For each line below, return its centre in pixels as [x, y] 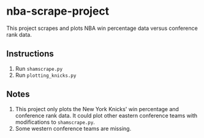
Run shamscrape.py [39, 68]
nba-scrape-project [58, 11]
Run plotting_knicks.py [46, 75]
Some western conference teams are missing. [73, 128]
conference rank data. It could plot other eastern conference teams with [106, 115]
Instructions [30, 54]
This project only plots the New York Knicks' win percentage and [97, 109]
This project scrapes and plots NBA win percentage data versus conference [102, 28]
